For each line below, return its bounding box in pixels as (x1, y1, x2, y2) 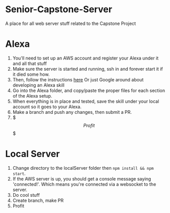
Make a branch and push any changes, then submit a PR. (12, 109, 132, 115)
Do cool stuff (12, 192, 40, 198)
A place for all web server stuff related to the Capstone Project (5, 20, 136, 26)
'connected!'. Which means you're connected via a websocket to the (12, 181, 156, 187)
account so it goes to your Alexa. (12, 103, 82, 110)
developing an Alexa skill (12, 82, 65, 88)
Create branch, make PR (12, 197, 64, 203)
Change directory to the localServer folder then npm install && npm (12, 165, 154, 171)
